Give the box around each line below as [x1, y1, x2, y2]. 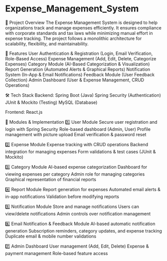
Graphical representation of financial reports [5, 176, 96, 182]
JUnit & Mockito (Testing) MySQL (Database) [5, 99, 98, 105]
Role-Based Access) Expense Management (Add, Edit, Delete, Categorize [5, 55, 157, 61]
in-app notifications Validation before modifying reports [5, 193, 120, 200]
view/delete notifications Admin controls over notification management [5, 211, 151, 217]
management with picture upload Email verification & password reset [5, 131, 147, 137]
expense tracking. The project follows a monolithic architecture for [5, 35, 142, 41]
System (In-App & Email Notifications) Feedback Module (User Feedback [5, 71, 155, 77]
